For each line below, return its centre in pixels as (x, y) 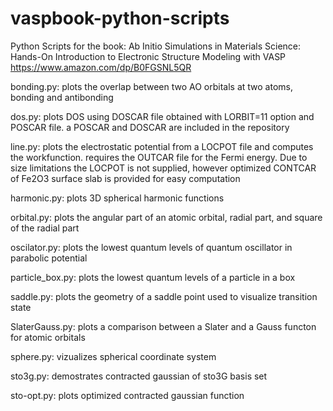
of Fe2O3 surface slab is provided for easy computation (125, 178)
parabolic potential (49, 258)
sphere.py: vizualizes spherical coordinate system (113, 356)
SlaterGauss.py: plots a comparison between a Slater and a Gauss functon (163, 326)
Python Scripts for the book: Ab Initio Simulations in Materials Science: (156, 46)
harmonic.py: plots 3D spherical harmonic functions (117, 198)
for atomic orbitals (48, 337)
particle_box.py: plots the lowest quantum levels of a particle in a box (153, 277)
